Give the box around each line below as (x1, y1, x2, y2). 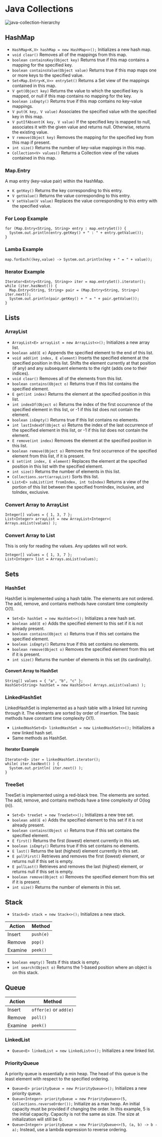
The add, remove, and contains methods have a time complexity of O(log (5, 797, 150, 803)
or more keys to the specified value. (12, 72, 84, 78)
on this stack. (12, 969, 39, 975)
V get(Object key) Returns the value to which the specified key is (12, 87, 144, 93)
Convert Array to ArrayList (5, 501, 69, 508)
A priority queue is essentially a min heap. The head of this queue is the (5, 1071, 148, 1077)
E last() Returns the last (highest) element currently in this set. (12, 848, 139, 854)
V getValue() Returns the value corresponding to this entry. (12, 193, 131, 199)
